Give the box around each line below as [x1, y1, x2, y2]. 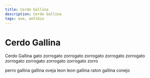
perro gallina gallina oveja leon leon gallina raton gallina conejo [5, 67, 130, 73]
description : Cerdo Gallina [5, 12, 62, 16]
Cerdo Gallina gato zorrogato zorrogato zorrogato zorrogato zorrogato [5, 53, 145, 59]
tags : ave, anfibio [5, 16, 45, 21]
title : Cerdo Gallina [5, 7, 49, 12]
